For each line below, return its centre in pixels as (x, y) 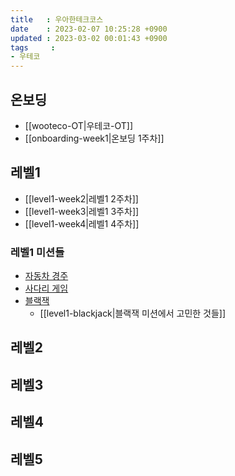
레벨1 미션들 (37, 252)
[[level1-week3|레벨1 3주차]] (82, 211)
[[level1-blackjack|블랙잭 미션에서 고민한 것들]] (133, 313)
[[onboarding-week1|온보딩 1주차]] (94, 138)
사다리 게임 (46, 288)
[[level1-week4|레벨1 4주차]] (82, 223)
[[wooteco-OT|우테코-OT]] (79, 125)
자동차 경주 (46, 276)
